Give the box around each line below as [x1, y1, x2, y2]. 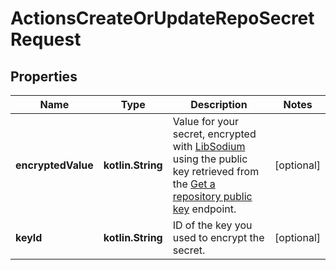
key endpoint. [172, 202, 237, 216]
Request [10, 28, 82, 51]
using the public [172, 152, 248, 166]
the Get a [172, 177, 216, 191]
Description [190, 98, 248, 111]
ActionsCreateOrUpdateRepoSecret [10, 7, 315, 30]
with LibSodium [172, 140, 246, 153]
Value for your [172, 115, 240, 128]
